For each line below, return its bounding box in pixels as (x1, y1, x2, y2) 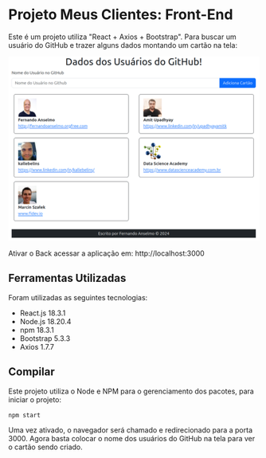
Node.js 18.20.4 (19, 316, 72, 326)
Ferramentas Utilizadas (8, 272, 127, 285)
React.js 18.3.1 (19, 308, 66, 318)
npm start (8, 411, 41, 419)
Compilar (8, 365, 55, 379)
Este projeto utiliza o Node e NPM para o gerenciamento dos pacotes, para (8, 386, 255, 396)
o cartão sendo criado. (8, 442, 84, 452)
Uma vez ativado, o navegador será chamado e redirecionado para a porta (8, 425, 253, 435)
